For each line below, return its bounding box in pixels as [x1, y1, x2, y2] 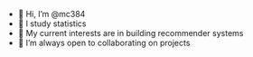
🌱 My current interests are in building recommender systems [17, 28, 244, 38]
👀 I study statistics [17, 18, 87, 29]
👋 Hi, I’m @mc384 [17, 9, 86, 19]
